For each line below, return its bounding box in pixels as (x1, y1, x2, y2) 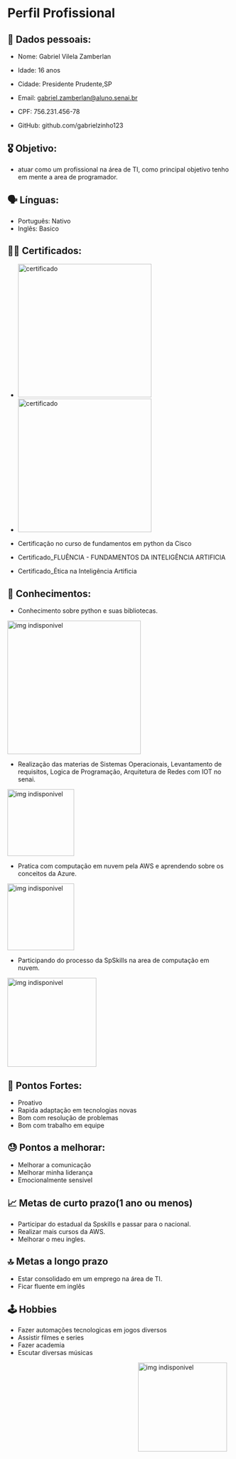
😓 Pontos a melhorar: (7, 1142, 105, 1154)
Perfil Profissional (7, 5, 116, 21)
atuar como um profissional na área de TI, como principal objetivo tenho (17, 165, 230, 174)
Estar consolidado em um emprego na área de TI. (17, 1274, 163, 1282)
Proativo (17, 1098, 43, 1107)
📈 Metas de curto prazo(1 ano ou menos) (7, 1197, 193, 1209)
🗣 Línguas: (7, 194, 59, 206)
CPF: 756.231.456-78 (17, 107, 80, 115)
